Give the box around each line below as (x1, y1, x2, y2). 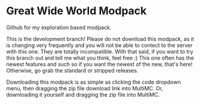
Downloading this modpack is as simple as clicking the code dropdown (6, 78, 181, 86)
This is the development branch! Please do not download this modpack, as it (6, 35, 194, 42)
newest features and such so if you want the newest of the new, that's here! (6, 61, 193, 68)
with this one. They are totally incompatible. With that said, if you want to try (6, 48, 193, 55)
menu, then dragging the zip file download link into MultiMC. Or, (6, 84, 164, 92)
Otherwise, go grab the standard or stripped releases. (6, 67, 139, 74)
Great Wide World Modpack (6, 4, 147, 18)
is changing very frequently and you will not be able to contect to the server (6, 42, 193, 49)
